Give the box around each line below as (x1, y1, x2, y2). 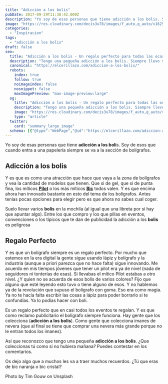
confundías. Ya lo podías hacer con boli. (5, 297, 88, 303)
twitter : (9, 118, 28, 124)
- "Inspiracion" (9, 30, 43, 35)
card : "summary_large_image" (14, 123, 75, 128)
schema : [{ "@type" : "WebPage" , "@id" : (9, 128, 86, 133)
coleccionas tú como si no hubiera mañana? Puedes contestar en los (5, 343, 147, 349)
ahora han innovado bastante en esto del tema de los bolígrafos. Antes (5, 191, 151, 197)
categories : (5, 26, 30, 31)
